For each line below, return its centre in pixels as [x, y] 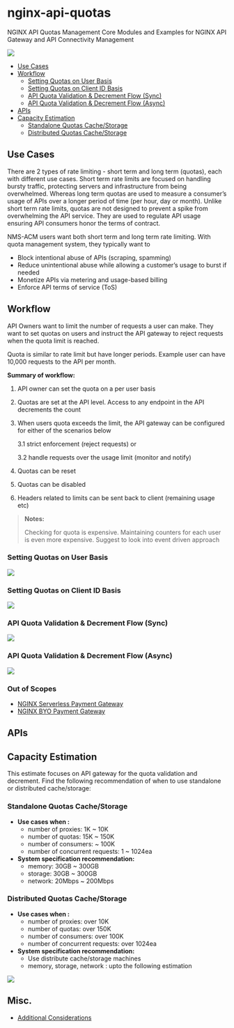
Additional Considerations [54, 1018]
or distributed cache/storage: [49, 788]
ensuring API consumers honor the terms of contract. [84, 223]
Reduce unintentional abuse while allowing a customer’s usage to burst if [122, 265]
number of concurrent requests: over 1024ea [92, 943]
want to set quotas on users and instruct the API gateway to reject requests [115, 333]
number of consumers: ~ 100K [71, 843]
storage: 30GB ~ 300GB [62, 873]
